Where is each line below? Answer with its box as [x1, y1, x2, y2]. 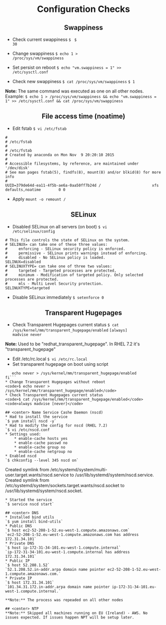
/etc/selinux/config [12, 229, 55, 234]
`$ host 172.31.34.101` [5, 580, 55, 585]
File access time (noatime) [41, 112, 126, 120]
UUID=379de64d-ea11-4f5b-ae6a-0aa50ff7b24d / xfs [5, 183, 159, 188]
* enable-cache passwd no [14, 440, 68, 446]
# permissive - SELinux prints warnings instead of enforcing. [5, 250, 148, 256]
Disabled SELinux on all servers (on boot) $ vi [12, 223, 107, 229]
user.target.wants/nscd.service [5, 472, 69, 478]
